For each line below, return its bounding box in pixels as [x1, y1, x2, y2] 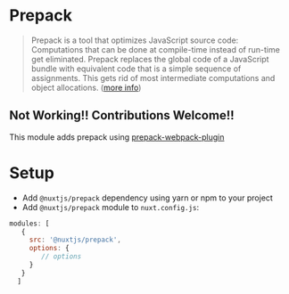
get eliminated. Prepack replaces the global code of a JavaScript [30, 53, 269, 64]
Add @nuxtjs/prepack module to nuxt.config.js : [21, 201, 199, 212]
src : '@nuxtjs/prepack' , [29, 235, 122, 245]
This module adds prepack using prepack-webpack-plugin [9, 131, 225, 143]
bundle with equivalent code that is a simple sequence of [30, 63, 242, 74]
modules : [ [9, 219, 50, 228]
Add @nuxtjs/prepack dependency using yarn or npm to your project [21, 192, 274, 203]
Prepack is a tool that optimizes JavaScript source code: [30, 35, 239, 45]
